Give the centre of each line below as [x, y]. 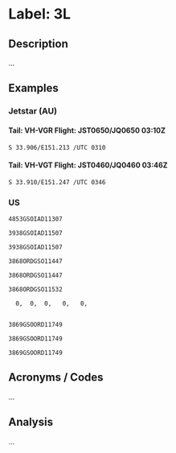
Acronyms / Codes [56, 378]
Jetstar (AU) [33, 111]
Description [38, 44]
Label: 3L [39, 14]
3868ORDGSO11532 [35, 290]
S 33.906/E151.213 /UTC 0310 [57, 147]
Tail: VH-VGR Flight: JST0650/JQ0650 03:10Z [87, 130]
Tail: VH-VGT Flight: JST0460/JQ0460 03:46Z [88, 165]
